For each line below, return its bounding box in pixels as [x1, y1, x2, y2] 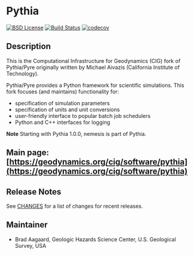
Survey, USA [14, 242, 47, 249]
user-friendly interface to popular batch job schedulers [14, 112, 151, 119]
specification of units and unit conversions [14, 106, 120, 113]
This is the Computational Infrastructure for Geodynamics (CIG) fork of [6, 57, 181, 64]
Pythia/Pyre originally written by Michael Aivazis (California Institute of [6, 63, 180, 71]
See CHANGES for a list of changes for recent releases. [6, 202, 143, 210]
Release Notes [6, 187, 62, 197]
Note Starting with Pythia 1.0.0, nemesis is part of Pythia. [6, 130, 147, 137]
